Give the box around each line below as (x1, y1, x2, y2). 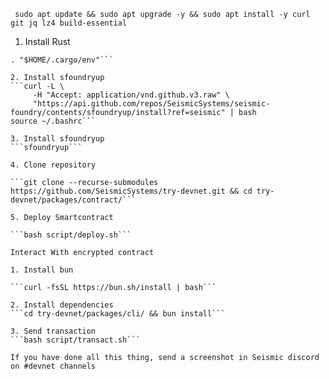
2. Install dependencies (10, 300, 114, 310)
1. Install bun (10, 265, 74, 275)
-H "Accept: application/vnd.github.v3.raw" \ (32, 90, 230, 100)
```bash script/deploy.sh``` (10, 230, 132, 240)
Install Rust (24, 36, 71, 47)
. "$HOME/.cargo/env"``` (10, 55, 114, 65)
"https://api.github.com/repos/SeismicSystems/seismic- (32, 99, 271, 109)
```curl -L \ (10, 81, 65, 91)
